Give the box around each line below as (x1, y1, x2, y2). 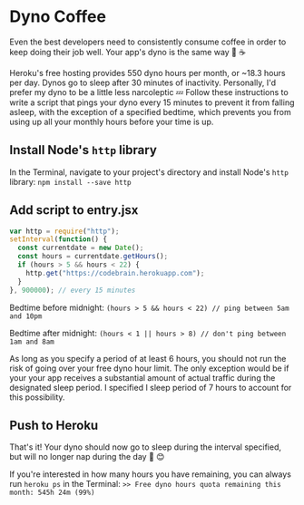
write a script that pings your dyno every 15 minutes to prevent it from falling (9, 97, 295, 108)
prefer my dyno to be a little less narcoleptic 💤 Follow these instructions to (9, 86, 289, 97)
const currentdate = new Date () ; (17, 243, 144, 253)
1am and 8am (9, 337, 54, 346)
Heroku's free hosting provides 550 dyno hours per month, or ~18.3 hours (9, 67, 286, 78)
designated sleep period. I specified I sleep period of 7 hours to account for (9, 382, 292, 393)
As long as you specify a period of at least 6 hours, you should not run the (9, 353, 287, 364)
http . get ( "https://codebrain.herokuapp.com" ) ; (25, 268, 205, 277)
